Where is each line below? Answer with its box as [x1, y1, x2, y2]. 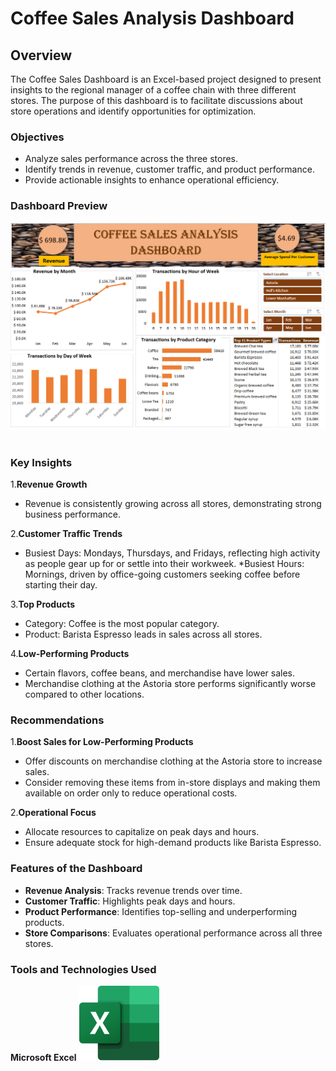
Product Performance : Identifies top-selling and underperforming [24, 905, 298, 917]
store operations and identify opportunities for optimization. [10, 105, 257, 117]
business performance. [24, 508, 122, 521]
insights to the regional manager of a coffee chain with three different [10, 84, 297, 96]
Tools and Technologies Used [10, 962, 157, 976]
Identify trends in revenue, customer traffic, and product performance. [24, 163, 315, 176]
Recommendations [10, 713, 105, 727]
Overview [10, 47, 73, 64]
